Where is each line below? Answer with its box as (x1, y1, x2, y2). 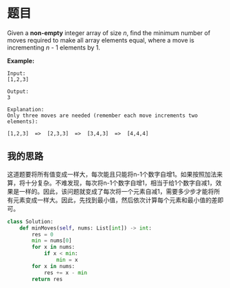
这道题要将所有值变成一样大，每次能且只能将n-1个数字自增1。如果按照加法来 (7, 170, 223, 178)
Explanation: (7, 106, 45, 113)
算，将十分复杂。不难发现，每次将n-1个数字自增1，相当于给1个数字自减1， (7, 179, 216, 187)
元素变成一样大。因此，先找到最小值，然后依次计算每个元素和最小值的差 (12, 196, 218, 204)
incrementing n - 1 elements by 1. (7, 43, 101, 52)
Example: (7, 56, 35, 65)
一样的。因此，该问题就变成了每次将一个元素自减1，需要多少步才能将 (19, 187, 214, 195)
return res (32, 276, 63, 283)
